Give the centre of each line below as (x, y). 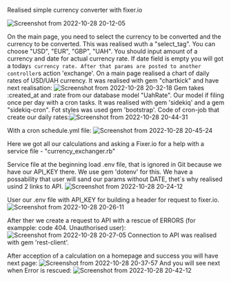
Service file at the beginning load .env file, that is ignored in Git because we (114, 164)
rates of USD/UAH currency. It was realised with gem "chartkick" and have (113, 81)
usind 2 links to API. (35, 186)
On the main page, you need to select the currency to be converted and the (114, 37)
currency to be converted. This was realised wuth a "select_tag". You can (111, 44)
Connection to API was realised (172, 235)
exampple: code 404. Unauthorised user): (67, 228)
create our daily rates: (38, 117)
